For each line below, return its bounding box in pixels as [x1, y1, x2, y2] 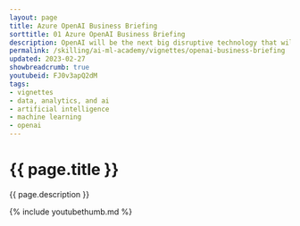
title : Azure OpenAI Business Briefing [9, 21, 158, 30]
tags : [9, 80, 29, 88]
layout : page [9, 13, 58, 22]
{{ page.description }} [9, 188, 90, 199]
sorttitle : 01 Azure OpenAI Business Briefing [9, 29, 186, 38]
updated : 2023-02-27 [9, 54, 87, 63]
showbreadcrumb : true [9, 63, 90, 72]
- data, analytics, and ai [9, 96, 110, 105]
